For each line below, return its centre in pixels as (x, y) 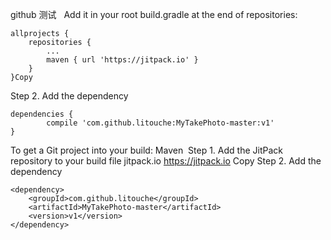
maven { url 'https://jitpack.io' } (122, 60)
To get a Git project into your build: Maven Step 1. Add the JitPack (146, 150)
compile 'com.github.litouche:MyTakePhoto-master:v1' (160, 123)
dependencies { (42, 114)
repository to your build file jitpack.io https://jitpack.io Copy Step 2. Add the (166, 161)
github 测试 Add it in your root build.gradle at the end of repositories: (154, 14)
